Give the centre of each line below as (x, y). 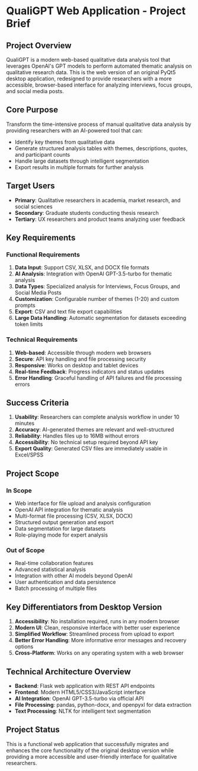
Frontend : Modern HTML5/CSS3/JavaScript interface (80, 692)
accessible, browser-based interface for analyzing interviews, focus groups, (99, 85)
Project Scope (33, 473)
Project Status (33, 730)
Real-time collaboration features (54, 563)
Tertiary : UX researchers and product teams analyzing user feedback (100, 219)
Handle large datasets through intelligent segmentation (82, 161)
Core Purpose (32, 110)
